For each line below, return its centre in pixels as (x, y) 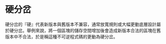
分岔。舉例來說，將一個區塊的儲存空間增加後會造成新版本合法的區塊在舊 (87, 30)
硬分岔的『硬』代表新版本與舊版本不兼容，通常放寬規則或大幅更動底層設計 (81, 24)
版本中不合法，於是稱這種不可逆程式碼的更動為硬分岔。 (61, 37)
